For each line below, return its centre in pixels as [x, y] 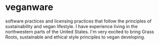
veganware [29, 7]
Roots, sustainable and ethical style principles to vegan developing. [75, 37]
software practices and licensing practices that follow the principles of [78, 21]
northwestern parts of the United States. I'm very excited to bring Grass [80, 31]
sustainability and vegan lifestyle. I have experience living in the [71, 26]
